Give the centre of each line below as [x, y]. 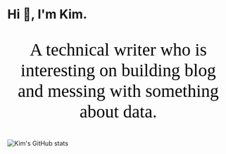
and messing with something [118, 91]
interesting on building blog [118, 70]
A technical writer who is [118, 50]
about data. [118, 112]
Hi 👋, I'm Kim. [48, 14]
